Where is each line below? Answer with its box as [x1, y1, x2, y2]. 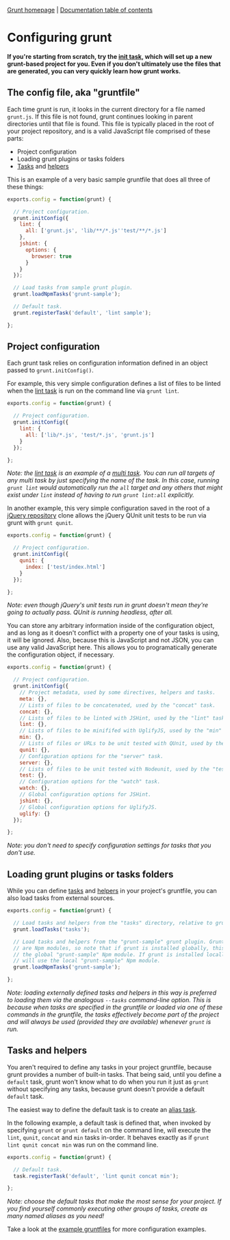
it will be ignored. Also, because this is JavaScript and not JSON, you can [7, 636, 214, 644]
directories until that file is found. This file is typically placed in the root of [7, 119, 214, 127]
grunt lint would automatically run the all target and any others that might [7, 483, 223, 492]
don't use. [7, 849, 36, 857]
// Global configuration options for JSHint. [19, 791, 152, 798]
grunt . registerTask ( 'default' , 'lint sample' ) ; [13, 309, 152, 316]
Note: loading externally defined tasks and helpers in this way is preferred [7, 988, 217, 997]
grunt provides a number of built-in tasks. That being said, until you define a [7, 1070, 222, 1078]
